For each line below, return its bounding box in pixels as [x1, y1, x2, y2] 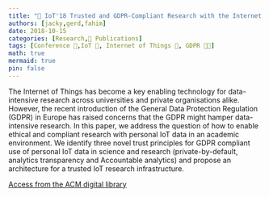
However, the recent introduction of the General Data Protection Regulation [8, 103, 258, 113]
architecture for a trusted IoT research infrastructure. [8, 163, 184, 174]
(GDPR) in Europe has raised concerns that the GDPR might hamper [8, 112, 234, 122]
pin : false [8, 65, 45, 73]
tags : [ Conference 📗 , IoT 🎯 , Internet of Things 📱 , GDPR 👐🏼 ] [8, 42, 216, 50]
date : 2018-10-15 [8, 27, 67, 35]
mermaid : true [8, 57, 57, 65]
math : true [8, 49, 45, 57]
